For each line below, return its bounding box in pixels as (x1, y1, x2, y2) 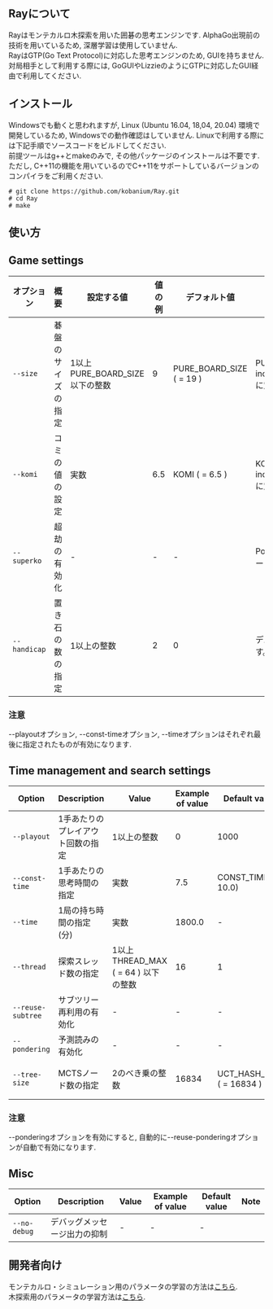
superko (12, 556, 42, 565)
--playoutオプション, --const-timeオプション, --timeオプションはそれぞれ (8, 729, 254, 739)
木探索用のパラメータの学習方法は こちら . (8, 1292, 146, 1302)
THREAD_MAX (112, 955, 168, 966)
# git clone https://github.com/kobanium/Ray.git (8, 187, 180, 195)
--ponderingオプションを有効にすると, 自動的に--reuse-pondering (8, 1132, 231, 1142)
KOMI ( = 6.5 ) (173, 468, 227, 479)
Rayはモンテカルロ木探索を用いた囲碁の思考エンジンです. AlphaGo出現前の (8, 30, 261, 40)
